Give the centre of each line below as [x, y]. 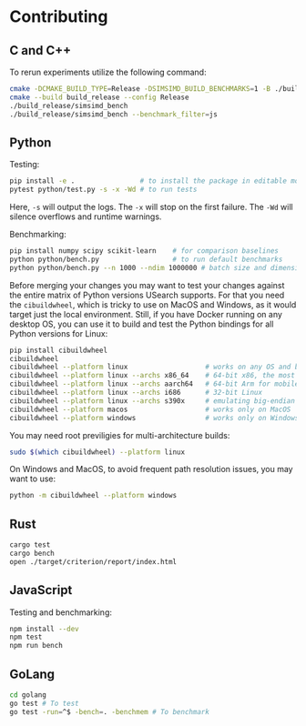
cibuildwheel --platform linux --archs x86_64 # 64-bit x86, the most [153, 376]
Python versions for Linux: [59, 333]
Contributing [59, 17]
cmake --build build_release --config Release [99, 97]
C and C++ [41, 50]
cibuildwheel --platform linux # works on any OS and [150, 367]
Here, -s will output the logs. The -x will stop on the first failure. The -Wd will [151, 207]
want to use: [33, 479]
